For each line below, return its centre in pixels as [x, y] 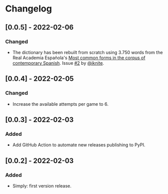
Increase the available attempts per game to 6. [60, 104]
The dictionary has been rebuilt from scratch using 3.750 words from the [88, 52]
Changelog [29, 9]
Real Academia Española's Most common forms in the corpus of [79, 58]
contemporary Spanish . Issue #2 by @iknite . [58, 63]
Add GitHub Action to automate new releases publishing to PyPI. [79, 145]
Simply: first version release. [42, 185]
